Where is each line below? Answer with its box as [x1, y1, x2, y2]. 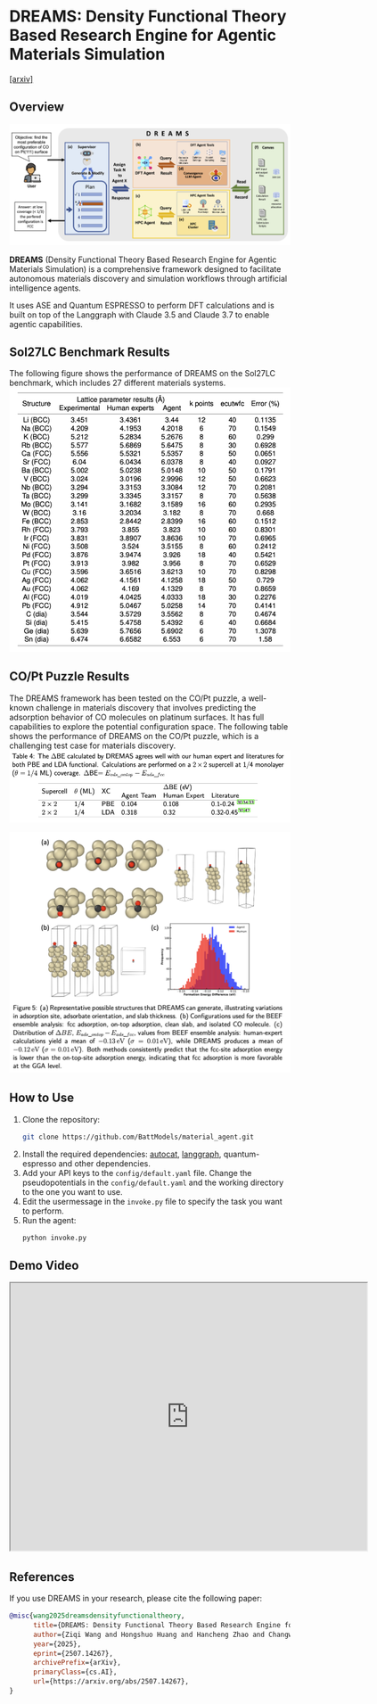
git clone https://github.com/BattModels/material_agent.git [21, 1132, 255, 1141]
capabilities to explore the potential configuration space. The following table [9, 720, 289, 732]
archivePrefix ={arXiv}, [32, 1659, 122, 1667]
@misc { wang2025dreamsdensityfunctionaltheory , [9, 1611, 185, 1620]
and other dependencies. [58, 1157, 152, 1169]
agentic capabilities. [9, 318, 83, 329]
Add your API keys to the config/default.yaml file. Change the [21, 1167, 252, 1178]
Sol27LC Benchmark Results [9, 344, 171, 359]
